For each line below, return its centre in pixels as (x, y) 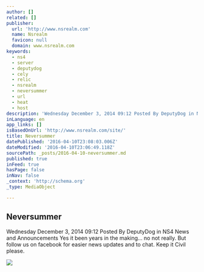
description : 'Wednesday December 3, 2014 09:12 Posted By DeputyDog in (100, 114)
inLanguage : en (25, 119)
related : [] (21, 18)
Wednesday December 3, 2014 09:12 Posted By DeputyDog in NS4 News (98, 231)
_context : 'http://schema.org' (46, 182)
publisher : (20, 23)
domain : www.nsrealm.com (43, 46)
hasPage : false (25, 170)
